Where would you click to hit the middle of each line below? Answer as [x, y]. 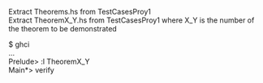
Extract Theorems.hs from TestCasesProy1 [80, 12]
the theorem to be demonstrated [63, 29]
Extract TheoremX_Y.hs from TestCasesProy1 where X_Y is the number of [131, 20]
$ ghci [19, 44]
